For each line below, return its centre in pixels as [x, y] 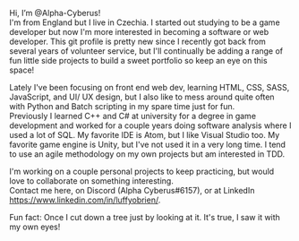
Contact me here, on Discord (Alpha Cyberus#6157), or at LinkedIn [132, 190]
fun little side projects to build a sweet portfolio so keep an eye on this [138, 60]
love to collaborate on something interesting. [92, 181]
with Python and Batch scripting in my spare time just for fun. [122, 106]
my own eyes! [35, 227]
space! [22, 70]
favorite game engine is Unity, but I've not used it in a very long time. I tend [148, 144]
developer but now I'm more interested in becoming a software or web [139, 32]
